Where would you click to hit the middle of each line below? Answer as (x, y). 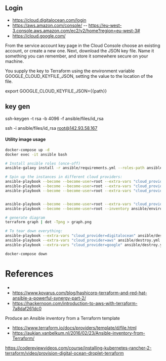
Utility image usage (25, 139)
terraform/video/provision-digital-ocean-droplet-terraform (65, 353)
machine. (15, 61)
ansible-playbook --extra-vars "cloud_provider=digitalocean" (70, 236)
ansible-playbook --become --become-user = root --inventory (67, 208)
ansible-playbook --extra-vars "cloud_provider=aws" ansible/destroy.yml (83, 240)
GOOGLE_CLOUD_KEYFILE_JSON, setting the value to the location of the (79, 76)
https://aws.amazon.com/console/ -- (50, 25)
